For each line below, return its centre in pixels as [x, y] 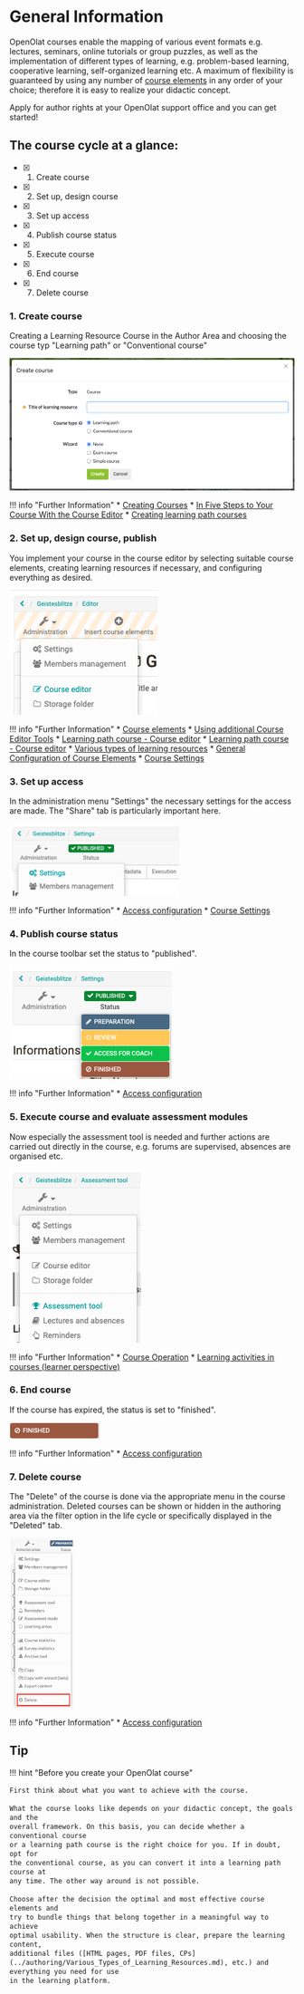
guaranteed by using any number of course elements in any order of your [146, 80]
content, [26, 1944]
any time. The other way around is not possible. [105, 1881]
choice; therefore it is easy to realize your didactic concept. [120, 90]
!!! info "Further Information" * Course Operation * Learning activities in [142, 1357]
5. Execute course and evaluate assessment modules [129, 1117]
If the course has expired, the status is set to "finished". [113, 1410]
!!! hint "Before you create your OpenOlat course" [101, 1772]
